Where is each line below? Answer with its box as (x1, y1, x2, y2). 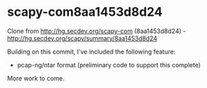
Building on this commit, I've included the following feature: (7, 47, 176, 56)
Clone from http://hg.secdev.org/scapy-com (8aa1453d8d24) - (7, 27, 186, 35)
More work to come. (7, 74, 65, 82)
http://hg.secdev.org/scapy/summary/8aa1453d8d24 (7, 34, 157, 42)
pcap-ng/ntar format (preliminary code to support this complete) (17, 60, 201, 69)
